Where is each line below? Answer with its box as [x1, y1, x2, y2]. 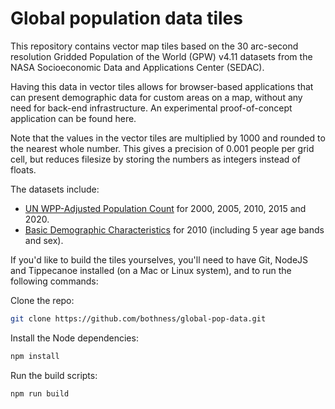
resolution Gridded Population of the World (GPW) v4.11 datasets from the [10, 50, 313, 62]
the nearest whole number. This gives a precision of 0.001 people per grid [10, 142, 315, 154]
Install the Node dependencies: [10, 332, 139, 344]
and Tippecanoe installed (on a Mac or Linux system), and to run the [10, 264, 292, 276]
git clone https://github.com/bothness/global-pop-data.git [10, 313, 267, 324]
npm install [10, 351, 60, 361]
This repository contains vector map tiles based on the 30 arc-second [10, 40, 299, 52]
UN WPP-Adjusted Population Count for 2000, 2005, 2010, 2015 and [24, 202, 307, 214]
